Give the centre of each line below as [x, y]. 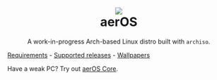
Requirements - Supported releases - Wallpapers [79, 55]
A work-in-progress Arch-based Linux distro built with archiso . [119, 41]
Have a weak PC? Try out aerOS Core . [63, 68]
